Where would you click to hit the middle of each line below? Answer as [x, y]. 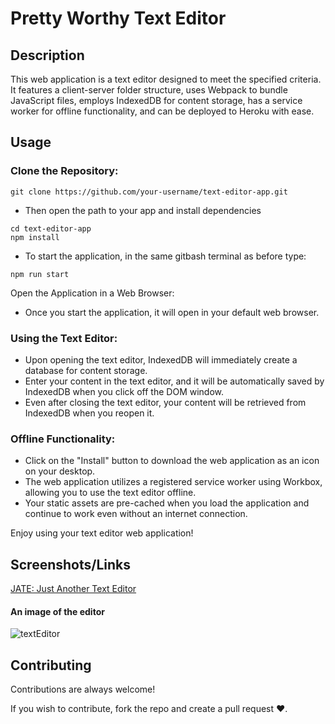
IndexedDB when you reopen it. [89, 413]
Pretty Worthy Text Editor [118, 18]
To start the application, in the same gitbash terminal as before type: [165, 256]
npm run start [40, 274]
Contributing [51, 665]
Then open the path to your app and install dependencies [143, 210]
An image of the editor [57, 611]
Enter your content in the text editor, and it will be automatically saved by [174, 381]
